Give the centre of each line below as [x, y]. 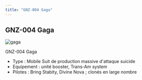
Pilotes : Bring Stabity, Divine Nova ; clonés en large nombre [75, 72]
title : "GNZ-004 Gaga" [29, 10]
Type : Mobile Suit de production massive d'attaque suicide [74, 61]
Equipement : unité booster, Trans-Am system [60, 67]
